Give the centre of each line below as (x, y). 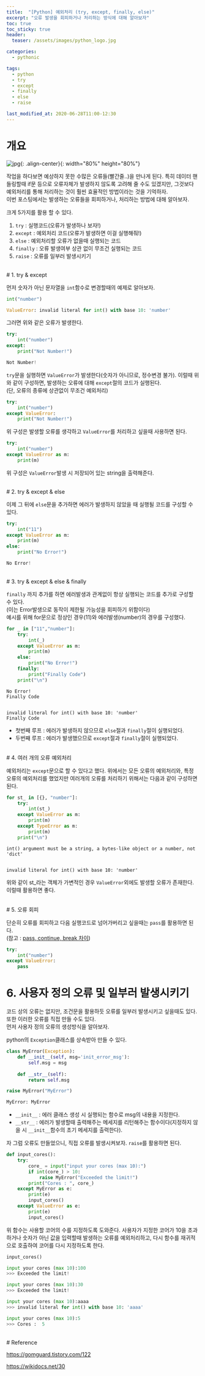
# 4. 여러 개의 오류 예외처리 (39, 757)
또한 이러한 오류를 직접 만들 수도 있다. (51, 1019)
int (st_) (39, 809)
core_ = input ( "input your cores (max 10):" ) (88, 1166)
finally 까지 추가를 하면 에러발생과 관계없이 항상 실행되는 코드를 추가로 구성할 (100, 594)
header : (16, 35)
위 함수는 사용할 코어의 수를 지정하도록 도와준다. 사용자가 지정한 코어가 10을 (96, 1230)
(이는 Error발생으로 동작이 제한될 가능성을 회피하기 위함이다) (78, 609)
